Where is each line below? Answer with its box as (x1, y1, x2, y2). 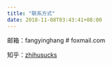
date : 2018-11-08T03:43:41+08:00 (7, 16, 102, 23)
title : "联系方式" (7, 10, 56, 17)
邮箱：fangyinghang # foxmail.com (7, 36, 106, 44)
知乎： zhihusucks (7, 51, 57, 59)
